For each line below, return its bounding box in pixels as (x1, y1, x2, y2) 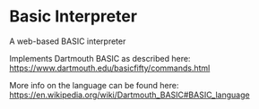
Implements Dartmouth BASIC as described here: (9, 53, 191, 63)
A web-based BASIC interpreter (9, 36, 126, 46)
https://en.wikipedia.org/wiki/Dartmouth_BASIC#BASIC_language (9, 89, 250, 100)
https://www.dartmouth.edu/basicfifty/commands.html (9, 63, 211, 73)
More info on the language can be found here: (9, 80, 179, 90)
